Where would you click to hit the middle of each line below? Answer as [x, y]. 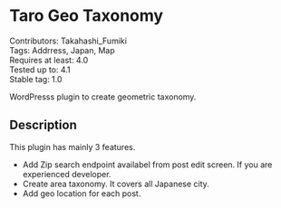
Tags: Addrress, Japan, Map [62, 50]
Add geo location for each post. [82, 193]
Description [43, 125]
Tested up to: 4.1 [40, 70]
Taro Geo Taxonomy [87, 16]
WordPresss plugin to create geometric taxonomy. [103, 97]
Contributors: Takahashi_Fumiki [68, 41]
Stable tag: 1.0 [36, 79]
